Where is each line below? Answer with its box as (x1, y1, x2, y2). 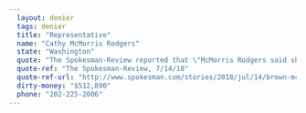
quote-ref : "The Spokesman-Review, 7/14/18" (16, 65, 189, 74)
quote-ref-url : (16, 73, 75, 82)
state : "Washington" (16, 47, 95, 56)
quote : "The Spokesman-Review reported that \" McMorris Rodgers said (16, 56, 287, 65)
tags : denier (16, 22, 67, 31)
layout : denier (16, 13, 75, 23)
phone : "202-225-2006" (16, 89, 103, 98)
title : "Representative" (16, 30, 111, 39)
